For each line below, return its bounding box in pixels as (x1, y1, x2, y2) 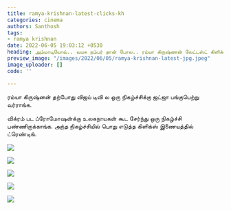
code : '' (7, 67, 32, 74)
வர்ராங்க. (7, 101, 32, 109)
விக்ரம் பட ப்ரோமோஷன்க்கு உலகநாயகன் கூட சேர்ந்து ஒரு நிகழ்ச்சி (7, 114, 182, 123)
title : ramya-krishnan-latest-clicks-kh (7, 10, 125, 17)
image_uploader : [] (7, 61, 63, 68)
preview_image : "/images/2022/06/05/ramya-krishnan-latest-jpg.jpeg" (7, 55, 211, 62)
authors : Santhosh (7, 23, 60, 30)
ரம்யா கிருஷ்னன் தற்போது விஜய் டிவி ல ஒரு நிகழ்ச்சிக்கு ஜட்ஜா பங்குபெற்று (7, 92, 199, 101)
